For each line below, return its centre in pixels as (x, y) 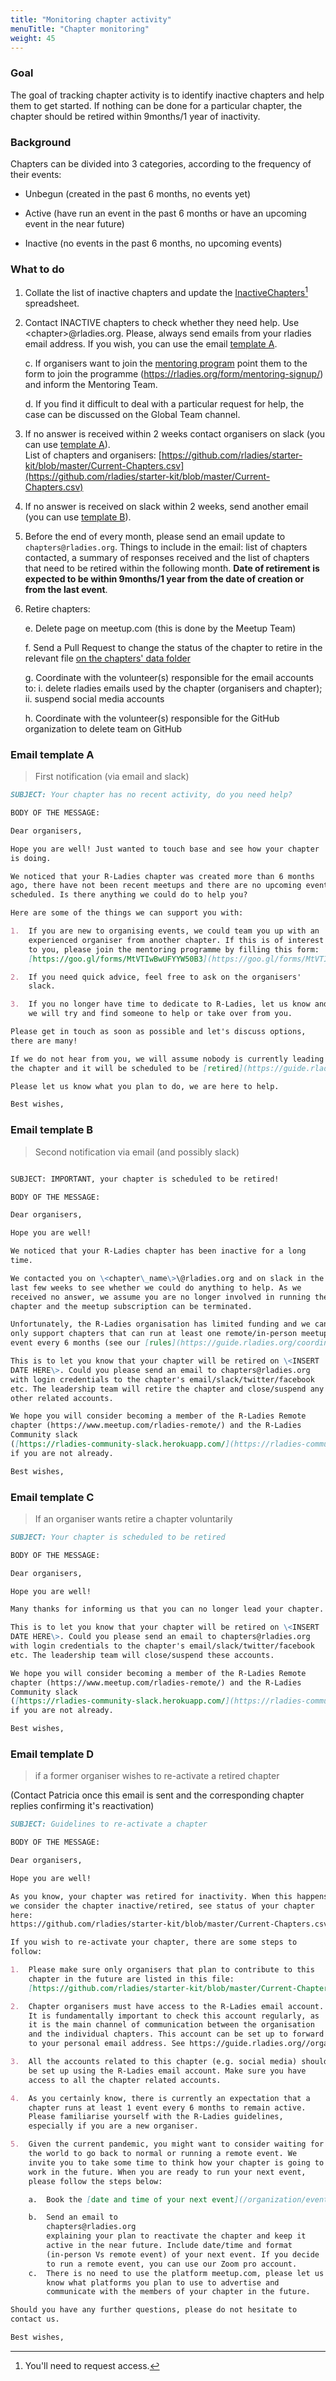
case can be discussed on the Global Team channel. (132, 414)
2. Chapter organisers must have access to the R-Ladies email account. (167, 2006)
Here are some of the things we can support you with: (127, 913)
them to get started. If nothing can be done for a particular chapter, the (156, 105)
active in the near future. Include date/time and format (169, 2246)
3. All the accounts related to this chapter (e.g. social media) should (169, 2062)
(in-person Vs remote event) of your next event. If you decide (183, 2254)
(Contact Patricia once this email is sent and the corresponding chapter (157, 1795)
